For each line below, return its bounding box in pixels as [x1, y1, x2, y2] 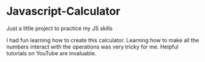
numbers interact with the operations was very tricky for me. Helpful [6, 43, 179, 50]
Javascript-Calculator [6, 4, 121, 18]
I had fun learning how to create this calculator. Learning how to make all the [6, 36, 199, 44]
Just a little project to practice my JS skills [6, 25, 113, 32]
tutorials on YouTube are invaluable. [6, 49, 97, 56]
